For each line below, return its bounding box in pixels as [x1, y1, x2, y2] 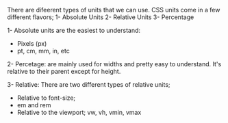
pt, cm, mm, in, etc [16, 47, 70, 55]
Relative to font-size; [16, 94, 76, 102]
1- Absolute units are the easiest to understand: [7, 27, 141, 34]
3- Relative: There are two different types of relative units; [7, 81, 170, 88]
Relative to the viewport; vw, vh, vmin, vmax [16, 109, 142, 116]
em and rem [16, 101, 51, 109]
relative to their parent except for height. [7, 68, 121, 75]
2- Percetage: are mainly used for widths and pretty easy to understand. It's [7, 60, 222, 68]
